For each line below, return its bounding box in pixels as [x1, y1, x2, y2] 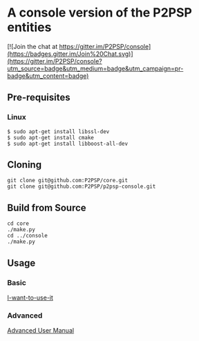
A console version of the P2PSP [7, 5, 192, 21]
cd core [7, 220, 30, 227]
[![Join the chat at [7, 42, 58, 50]
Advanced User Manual [7, 327, 75, 335]
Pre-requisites [7, 92, 70, 104]
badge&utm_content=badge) [7, 71, 89, 80]
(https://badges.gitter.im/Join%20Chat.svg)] [7, 50, 133, 58]
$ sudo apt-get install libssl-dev [7, 128, 110, 135]
